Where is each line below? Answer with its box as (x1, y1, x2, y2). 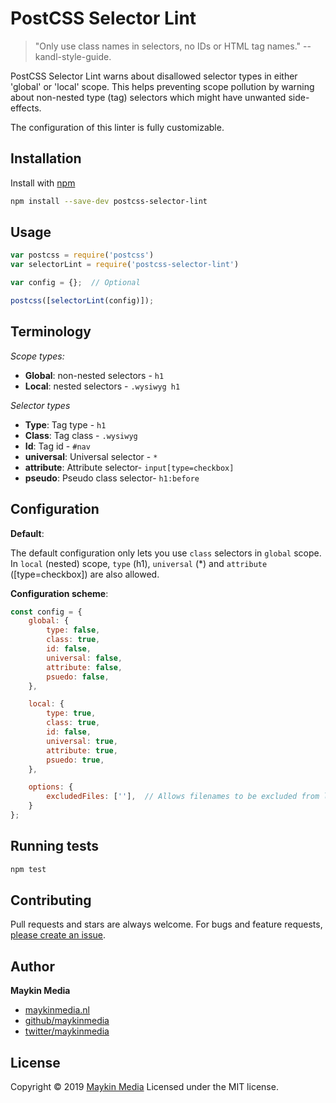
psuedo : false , (46, 672, 110, 682)
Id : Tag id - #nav (24, 440, 91, 452)
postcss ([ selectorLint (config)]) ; (10, 296, 155, 306)
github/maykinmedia (24, 1015, 110, 1027)
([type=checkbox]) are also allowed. (10, 568, 160, 580)
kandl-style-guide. (34, 50, 112, 62)
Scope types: (10, 350, 65, 362)
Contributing (10, 892, 92, 909)
